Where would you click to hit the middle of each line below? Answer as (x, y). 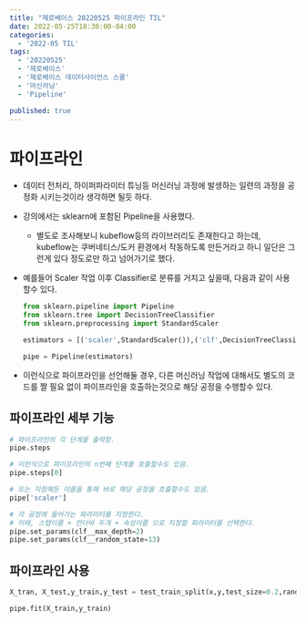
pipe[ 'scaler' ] (38, 498)
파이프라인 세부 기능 (62, 418)
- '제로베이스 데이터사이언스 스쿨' (74, 78)
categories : (32, 35)
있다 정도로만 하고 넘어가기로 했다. (114, 259)
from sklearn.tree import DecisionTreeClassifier (119, 316)
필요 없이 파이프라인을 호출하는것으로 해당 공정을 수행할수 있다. (161, 386)
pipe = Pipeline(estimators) (78, 357)
